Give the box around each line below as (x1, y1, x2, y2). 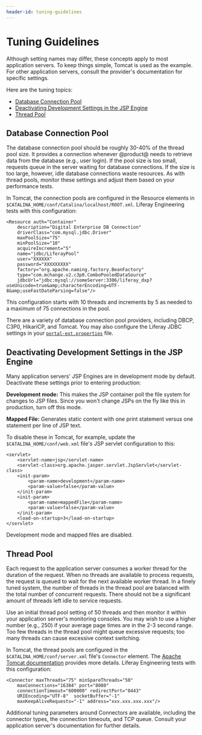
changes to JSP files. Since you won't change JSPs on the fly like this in (6, 397, 185, 404)
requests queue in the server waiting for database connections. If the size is (6, 163, 195, 171)
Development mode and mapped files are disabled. (6, 531, 133, 539)
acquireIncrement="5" (17, 246, 71, 252)
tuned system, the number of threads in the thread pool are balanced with (6, 584, 190, 591)
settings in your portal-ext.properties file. (6, 329, 113, 337)
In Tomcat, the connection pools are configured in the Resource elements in (6, 194, 195, 202)
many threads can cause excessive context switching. (6, 634, 140, 642)
